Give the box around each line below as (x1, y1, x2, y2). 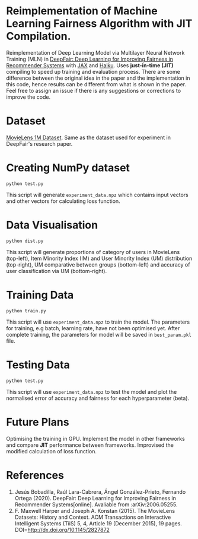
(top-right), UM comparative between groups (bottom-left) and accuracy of (6, 261, 190, 268)
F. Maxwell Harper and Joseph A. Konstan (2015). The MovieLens (14, 507, 175, 514)
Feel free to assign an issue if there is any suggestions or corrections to (6, 87, 181, 94)
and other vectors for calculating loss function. (6, 198, 120, 205)
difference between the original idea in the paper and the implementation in (6, 74, 190, 82)
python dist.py (6, 238, 44, 244)
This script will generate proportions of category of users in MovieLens (6, 248, 180, 255)
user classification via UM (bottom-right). (6, 267, 107, 274)
